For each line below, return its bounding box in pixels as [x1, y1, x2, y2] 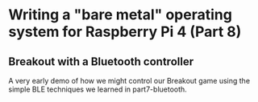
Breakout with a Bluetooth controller [8, 55, 194, 68]
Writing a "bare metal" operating [8, 6, 232, 24]
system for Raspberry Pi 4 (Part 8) [8, 22, 242, 41]
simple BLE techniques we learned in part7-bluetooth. [8, 84, 187, 94]
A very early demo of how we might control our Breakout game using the [8, 76, 251, 85]
